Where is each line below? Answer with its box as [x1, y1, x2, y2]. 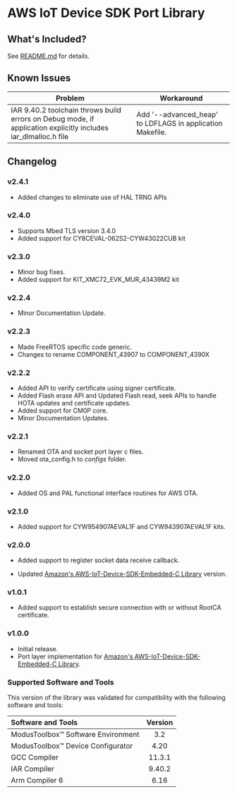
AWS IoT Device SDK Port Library [7, 5, 205, 21]
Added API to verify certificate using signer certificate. [17, 384, 176, 392]
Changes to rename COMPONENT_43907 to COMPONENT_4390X [17, 350, 209, 358]
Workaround [159, 93, 203, 103]
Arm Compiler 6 [11, 776, 63, 786]
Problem [55, 93, 85, 103]
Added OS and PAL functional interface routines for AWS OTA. [17, 489, 199, 497]
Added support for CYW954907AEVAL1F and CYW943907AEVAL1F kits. [17, 522, 226, 531]
